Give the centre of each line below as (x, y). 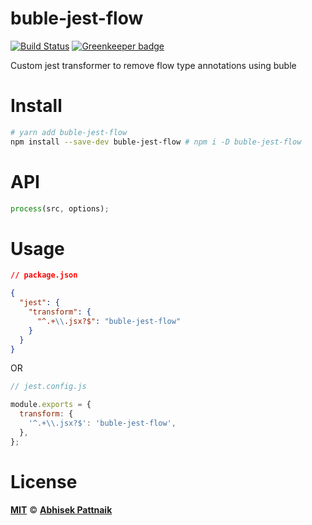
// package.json (44, 275)
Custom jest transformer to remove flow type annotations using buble (153, 65)
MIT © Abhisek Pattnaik (61, 509)
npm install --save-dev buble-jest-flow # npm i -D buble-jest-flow (156, 142)
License (44, 481)
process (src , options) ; (60, 208)
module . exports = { (51, 405)
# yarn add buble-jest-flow (69, 132)
